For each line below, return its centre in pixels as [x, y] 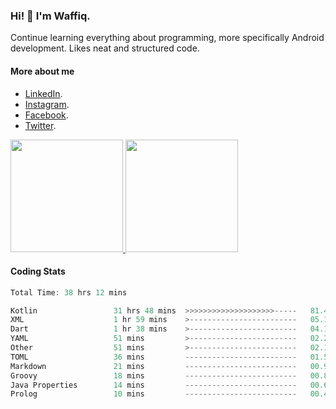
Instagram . [47, 104]
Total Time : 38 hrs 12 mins [69, 292]
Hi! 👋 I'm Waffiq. [50, 16]
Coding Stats [38, 271]
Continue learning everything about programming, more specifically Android [167, 38]
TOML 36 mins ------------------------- [154, 357]
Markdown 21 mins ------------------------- [154, 366]
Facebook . [46, 115]
